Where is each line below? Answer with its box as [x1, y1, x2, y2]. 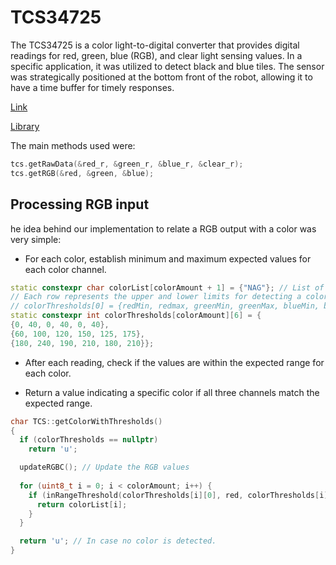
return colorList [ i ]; [36, 499, 128, 510]
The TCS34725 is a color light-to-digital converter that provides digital [10, 39, 300, 51]
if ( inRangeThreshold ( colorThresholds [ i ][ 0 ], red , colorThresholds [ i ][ [28, 490, 333, 500]
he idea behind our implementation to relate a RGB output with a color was [10, 222, 317, 235]
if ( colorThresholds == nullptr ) [19, 435, 159, 445]
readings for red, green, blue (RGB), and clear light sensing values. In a [10, 49, 303, 61]
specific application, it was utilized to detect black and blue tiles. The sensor [10, 60, 325, 72]
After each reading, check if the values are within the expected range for [24, 356, 325, 368]
